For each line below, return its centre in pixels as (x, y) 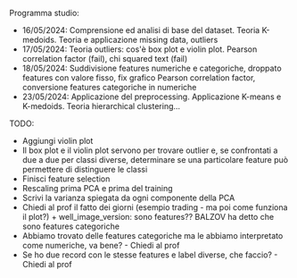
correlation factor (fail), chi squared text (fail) (105, 59)
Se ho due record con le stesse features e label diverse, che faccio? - (150, 255)
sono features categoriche (71, 226)
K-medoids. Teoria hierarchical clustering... (101, 106)
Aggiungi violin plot (58, 141)
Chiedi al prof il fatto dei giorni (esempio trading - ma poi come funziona (155, 207)
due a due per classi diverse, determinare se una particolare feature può (155, 160)
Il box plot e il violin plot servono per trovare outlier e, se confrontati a (150, 150)
